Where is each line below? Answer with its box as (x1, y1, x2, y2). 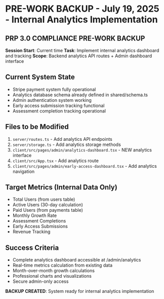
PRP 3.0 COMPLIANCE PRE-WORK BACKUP (5, 34, 145, 43)
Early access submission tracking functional (12, 102, 105, 108)
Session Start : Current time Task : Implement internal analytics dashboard (5, 48, 159, 53)
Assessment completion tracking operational (12, 107, 106, 114)
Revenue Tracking (12, 229, 51, 235)
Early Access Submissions (12, 223, 68, 230)
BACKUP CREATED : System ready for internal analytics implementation (5, 288, 154, 294)
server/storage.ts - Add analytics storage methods (12, 141, 121, 147)
